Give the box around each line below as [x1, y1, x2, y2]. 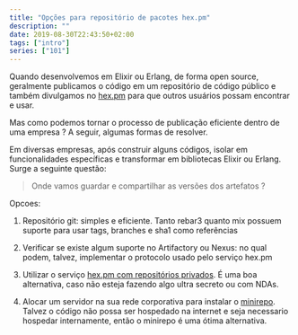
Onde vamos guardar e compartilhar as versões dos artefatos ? [31, 181, 266, 191]
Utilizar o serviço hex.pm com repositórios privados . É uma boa [22, 269, 258, 280]
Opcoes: [9, 198, 41, 209]
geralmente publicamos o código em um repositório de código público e [9, 81, 276, 92]
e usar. [9, 100, 35, 110]
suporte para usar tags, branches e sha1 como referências [22, 225, 238, 236]
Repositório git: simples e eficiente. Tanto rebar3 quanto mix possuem [22, 216, 282, 226]
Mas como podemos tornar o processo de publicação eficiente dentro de [9, 118, 280, 128]
